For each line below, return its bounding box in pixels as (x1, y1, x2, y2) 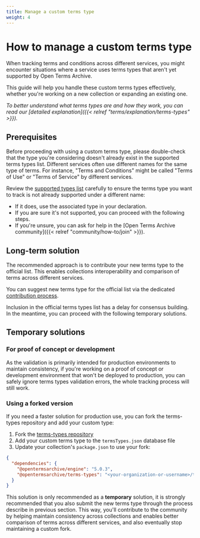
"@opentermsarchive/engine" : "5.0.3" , (17, 466, 113, 472)
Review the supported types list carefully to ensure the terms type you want (6, 185, 192, 192)
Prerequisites (6, 132, 57, 142)
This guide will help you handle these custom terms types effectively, (6, 84, 176, 91)
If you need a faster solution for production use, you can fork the (6, 413, 165, 420)
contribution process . (6, 292, 59, 299)
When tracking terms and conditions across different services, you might (6, 60, 185, 67)
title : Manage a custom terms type (6, 8, 95, 15)
